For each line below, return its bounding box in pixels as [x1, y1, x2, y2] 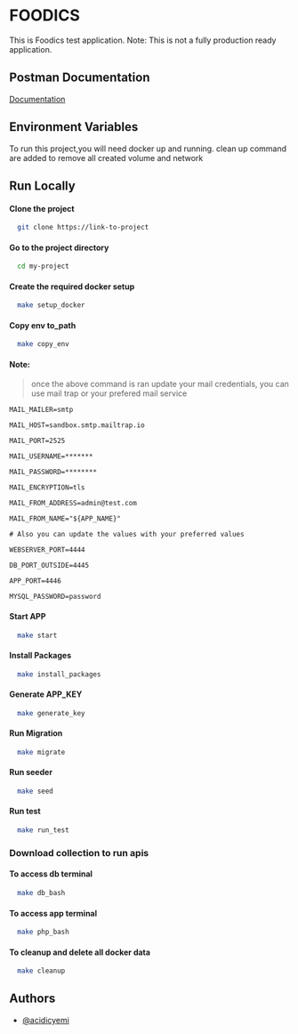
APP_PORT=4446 [9, 577, 62, 586]
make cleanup [17, 966, 66, 975]
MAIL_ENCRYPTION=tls [9, 483, 86, 492]
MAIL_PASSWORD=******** [9, 468, 98, 477]
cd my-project [17, 262, 69, 271]
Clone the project [9, 203, 75, 214]
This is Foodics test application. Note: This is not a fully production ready [9, 35, 277, 45]
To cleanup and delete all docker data [9, 947, 151, 957]
